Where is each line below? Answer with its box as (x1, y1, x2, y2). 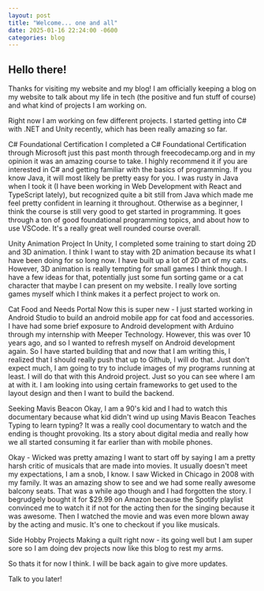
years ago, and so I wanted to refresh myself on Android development (8, 338, 236, 348)
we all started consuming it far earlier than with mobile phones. (8, 438, 213, 447)
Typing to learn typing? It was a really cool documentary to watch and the (8, 420, 247, 431)
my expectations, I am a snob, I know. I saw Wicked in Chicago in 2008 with (8, 469, 255, 479)
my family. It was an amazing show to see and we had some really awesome (8, 478, 256, 487)
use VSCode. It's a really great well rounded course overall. (8, 224, 201, 233)
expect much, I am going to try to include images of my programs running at (8, 363, 255, 373)
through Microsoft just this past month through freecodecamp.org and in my (8, 148, 256, 158)
